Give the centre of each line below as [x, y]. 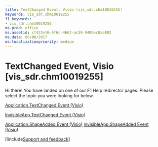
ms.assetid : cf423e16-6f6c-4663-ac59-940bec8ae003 [58, 33]
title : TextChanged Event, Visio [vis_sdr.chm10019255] [64, 10]
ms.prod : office [22, 28]
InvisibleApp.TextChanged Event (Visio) [45, 114]
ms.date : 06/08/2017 [26, 37]
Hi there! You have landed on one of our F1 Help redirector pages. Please [79, 90]
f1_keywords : [19, 19]
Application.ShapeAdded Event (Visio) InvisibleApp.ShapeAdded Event [77, 124]
